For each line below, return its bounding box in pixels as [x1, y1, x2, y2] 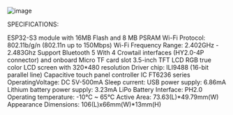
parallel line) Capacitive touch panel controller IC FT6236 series [7, 70, 190, 79]
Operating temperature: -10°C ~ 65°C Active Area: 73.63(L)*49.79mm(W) [7, 93, 219, 101]
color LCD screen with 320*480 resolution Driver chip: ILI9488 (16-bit [7, 63, 209, 71]
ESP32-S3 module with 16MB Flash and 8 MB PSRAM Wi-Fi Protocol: [7, 33, 206, 42]
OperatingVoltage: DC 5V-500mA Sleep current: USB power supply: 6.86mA [7, 78, 227, 86]
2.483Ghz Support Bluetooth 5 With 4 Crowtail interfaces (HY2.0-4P [7, 49, 204, 56]
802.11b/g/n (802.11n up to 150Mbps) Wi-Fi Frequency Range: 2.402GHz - [7, 41, 219, 49]
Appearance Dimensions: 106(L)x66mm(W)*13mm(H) [7, 100, 162, 108]
